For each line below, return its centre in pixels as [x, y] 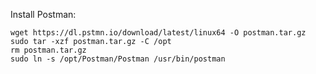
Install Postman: [43, 14]
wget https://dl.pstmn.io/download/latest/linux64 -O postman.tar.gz [158, 33]
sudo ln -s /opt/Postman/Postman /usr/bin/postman [118, 59]
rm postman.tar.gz [48, 50]
